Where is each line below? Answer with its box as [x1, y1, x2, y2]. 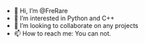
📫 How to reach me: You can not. [13, 29, 112, 38]
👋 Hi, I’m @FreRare [13, 7, 68, 15]
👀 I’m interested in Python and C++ [13, 14, 115, 22]
